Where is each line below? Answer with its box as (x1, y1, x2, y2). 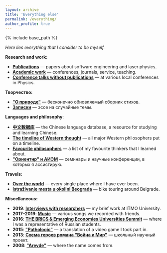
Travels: (5, 171, 22, 177)
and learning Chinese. (12, 130, 58, 136)
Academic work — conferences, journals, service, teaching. (12, 69, 137, 75)
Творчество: (5, 89, 33, 95)
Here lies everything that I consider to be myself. (5, 44, 105, 50)
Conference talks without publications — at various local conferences (12, 74, 159, 80)
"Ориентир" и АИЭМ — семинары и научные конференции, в (12, 156, 145, 162)
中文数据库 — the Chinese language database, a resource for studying (12, 124, 157, 130)
